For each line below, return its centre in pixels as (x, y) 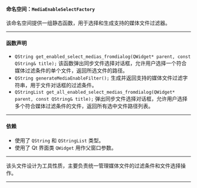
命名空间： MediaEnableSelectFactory (50, 9)
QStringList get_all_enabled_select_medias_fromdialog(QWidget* (95, 93)
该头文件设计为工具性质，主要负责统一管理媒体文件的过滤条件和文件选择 (93, 165)
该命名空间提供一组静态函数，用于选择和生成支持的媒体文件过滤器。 (88, 23)
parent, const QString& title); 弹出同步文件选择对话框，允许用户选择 (101, 99)
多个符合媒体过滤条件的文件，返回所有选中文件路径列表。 (84, 106)
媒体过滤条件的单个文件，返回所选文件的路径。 (71, 71)
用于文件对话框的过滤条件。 (64, 86)
